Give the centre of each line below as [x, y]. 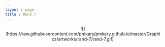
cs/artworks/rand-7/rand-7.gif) [83, 39]
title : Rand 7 [21, 14]
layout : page [20, 10]
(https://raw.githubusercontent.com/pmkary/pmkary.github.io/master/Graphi [83, 34]
